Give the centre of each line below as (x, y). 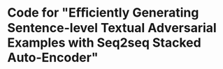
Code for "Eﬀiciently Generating (103, 13)
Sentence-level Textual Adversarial (112, 28)
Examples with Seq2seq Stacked (104, 43)
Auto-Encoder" (53, 58)
